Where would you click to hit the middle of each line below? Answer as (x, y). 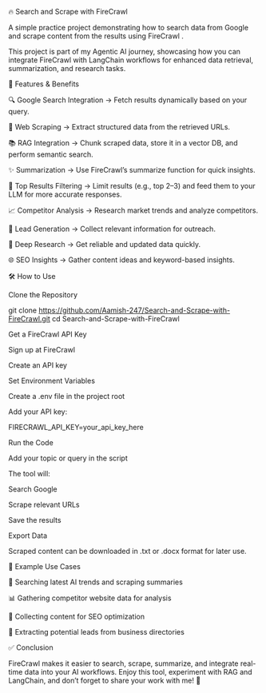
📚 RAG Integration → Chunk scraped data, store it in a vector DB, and (123, 143)
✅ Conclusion (31, 647)
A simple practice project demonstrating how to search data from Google (129, 28)
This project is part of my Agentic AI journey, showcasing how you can (125, 52)
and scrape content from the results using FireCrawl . (96, 36)
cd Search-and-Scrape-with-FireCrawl (115, 319)
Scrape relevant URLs (44, 504)
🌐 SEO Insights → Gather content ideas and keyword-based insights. (122, 260)
